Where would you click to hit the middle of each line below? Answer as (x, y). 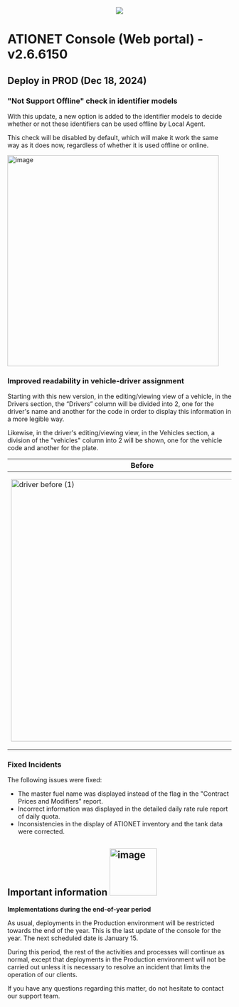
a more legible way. (36, 419)
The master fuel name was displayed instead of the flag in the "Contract (123, 794)
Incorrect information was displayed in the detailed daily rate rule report (123, 809)
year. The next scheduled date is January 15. (73, 938)
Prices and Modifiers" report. (60, 801)
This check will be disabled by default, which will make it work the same (113, 137)
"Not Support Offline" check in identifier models (92, 101)
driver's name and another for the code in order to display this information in (119, 412)
